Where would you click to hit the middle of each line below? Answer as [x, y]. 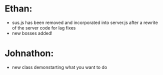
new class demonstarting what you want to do [59, 67]
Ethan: [18, 9]
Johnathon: [29, 53]
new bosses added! [32, 33]
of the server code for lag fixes [44, 27]
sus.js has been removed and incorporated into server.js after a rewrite [85, 22]
